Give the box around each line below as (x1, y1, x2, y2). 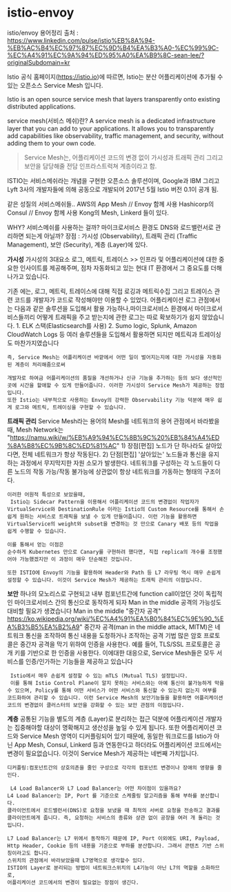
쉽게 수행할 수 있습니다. (7, 527, 68, 534)
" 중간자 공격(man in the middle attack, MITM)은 (79, 623, 214, 631)
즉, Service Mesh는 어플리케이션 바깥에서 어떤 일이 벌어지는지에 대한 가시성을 (7, 353, 205, 360)
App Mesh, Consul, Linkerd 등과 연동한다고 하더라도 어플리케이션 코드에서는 (14, 740, 222, 748)
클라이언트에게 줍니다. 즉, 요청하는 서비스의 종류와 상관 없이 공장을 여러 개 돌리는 (7, 814, 212, 821)
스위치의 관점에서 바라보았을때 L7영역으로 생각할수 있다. (7, 857, 145, 864)
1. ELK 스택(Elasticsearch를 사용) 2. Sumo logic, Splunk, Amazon (16, 321, 197, 329)
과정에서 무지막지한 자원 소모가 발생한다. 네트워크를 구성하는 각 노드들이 (19, 458, 214, 467)
